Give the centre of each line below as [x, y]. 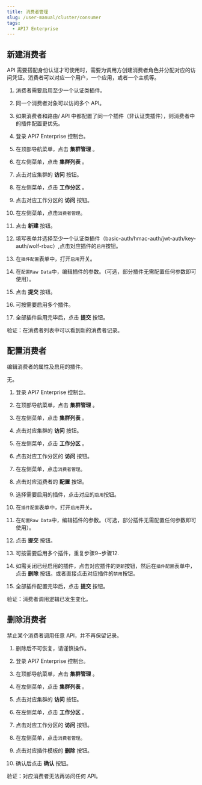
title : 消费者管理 [28, 12]
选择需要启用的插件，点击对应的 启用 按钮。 [67, 494]
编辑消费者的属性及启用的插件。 [46, 366]
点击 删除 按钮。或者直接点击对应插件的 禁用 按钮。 [77, 573]
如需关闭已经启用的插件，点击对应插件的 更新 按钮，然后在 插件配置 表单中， [106, 565]
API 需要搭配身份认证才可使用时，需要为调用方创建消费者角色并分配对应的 [99, 70]
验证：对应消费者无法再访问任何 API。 [54, 776]
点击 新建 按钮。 [35, 226]
